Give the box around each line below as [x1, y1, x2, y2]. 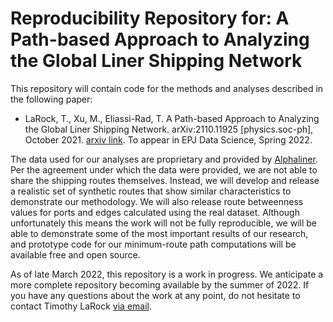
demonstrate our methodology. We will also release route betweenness [10, 195, 304, 207]
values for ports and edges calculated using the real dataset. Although [10, 206, 300, 218]
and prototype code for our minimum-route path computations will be [10, 238, 297, 250]
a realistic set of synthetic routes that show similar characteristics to [10, 185, 292, 197]
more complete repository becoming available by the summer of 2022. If [10, 278, 310, 291]
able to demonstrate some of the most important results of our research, [10, 227, 309, 239]
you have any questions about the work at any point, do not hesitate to [10, 289, 301, 301]
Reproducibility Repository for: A [10, 7, 290, 30]
